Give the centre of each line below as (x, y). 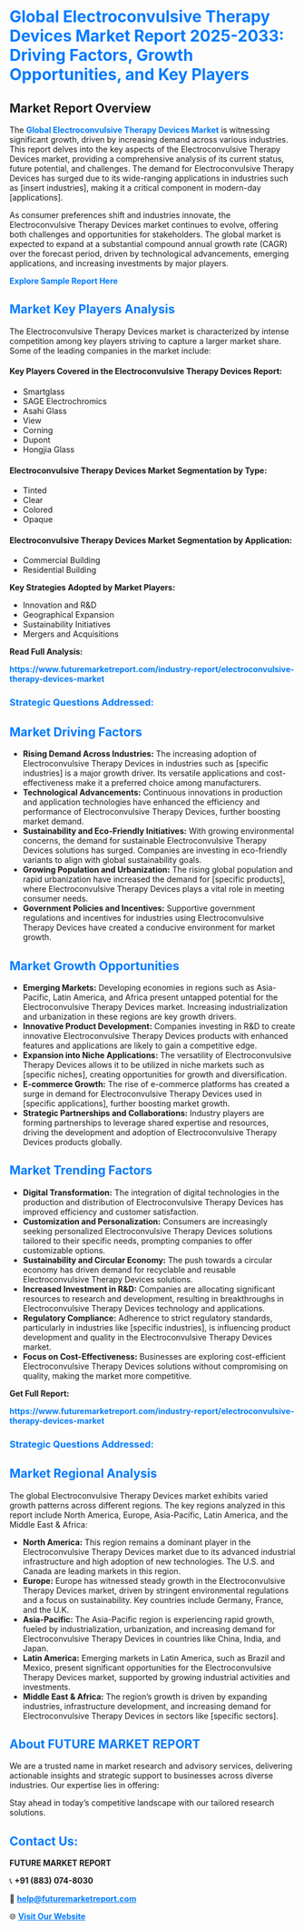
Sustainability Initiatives (67, 625)
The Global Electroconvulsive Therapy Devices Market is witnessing (140, 130)
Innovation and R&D (59, 605)
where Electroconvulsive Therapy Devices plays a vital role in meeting (153, 889)
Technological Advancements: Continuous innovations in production (152, 793)
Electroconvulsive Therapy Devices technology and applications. (143, 1308)
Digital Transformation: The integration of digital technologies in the (151, 1193)
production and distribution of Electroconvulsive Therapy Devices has (153, 1202)
